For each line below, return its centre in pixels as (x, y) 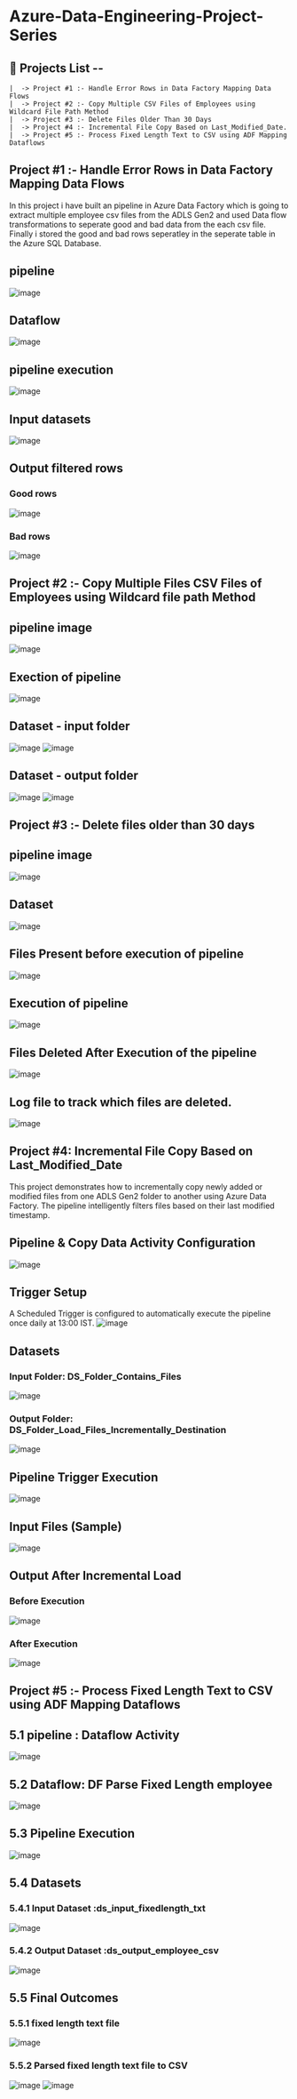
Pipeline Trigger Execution (84, 1477)
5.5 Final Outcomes (64, 1998)
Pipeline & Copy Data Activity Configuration (133, 1243)
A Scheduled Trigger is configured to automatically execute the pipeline (140, 1314)
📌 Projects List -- (56, 68)
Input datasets (50, 419)
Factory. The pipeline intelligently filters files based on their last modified (142, 1206)
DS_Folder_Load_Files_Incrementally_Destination (118, 1430)
